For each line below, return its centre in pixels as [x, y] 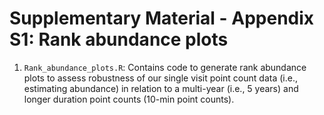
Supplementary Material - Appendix [162, 18]
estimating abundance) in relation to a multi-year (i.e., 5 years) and [161, 88]
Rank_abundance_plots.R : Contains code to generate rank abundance [165, 67]
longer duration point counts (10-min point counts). [129, 99]
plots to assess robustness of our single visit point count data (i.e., [160, 78]
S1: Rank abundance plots [119, 39]
